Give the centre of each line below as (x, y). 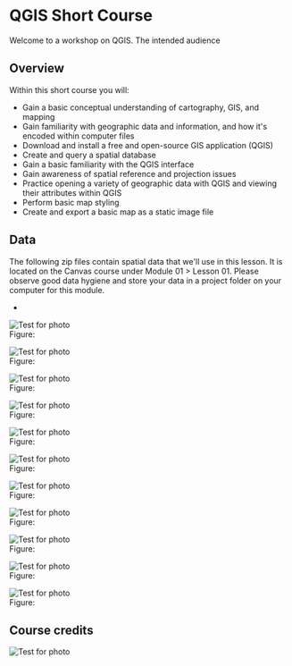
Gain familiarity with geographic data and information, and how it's (145, 126)
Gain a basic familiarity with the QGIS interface (108, 164)
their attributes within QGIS (72, 192)
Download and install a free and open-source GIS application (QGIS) (148, 145)
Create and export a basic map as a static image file (118, 212)
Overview (37, 68)
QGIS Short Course (81, 16)
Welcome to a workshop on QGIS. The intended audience (115, 40)
